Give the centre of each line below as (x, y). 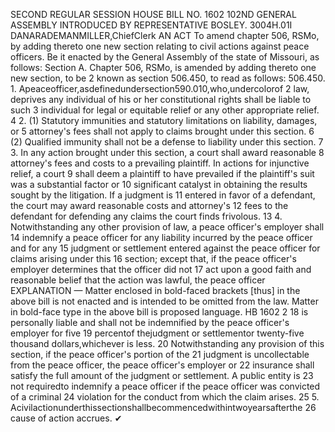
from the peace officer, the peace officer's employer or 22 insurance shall (162, 365)
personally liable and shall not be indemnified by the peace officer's (150, 322)
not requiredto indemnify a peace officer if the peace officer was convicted (165, 386)
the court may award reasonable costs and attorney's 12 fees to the (149, 205)
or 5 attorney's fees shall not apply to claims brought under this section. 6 (162, 131)
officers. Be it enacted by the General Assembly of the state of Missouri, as (165, 57)
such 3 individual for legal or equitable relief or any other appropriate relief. (165, 110)
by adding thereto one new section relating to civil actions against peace (160, 46)
